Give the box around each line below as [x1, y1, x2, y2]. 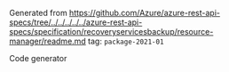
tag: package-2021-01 [87, 36, 164, 46]
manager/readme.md [9, 36, 86, 46]
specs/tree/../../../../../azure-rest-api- [9, 17, 143, 28]
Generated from [9, 8, 68, 18]
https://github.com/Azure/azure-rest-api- [69, 8, 220, 18]
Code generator [9, 53, 67, 63]
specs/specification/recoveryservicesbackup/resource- [9, 27, 214, 36]
